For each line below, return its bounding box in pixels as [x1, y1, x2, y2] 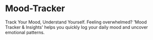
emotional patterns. [5, 29, 45, 35]
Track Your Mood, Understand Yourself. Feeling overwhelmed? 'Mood [5, 19, 147, 25]
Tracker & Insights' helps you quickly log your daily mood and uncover [5, 24, 148, 30]
